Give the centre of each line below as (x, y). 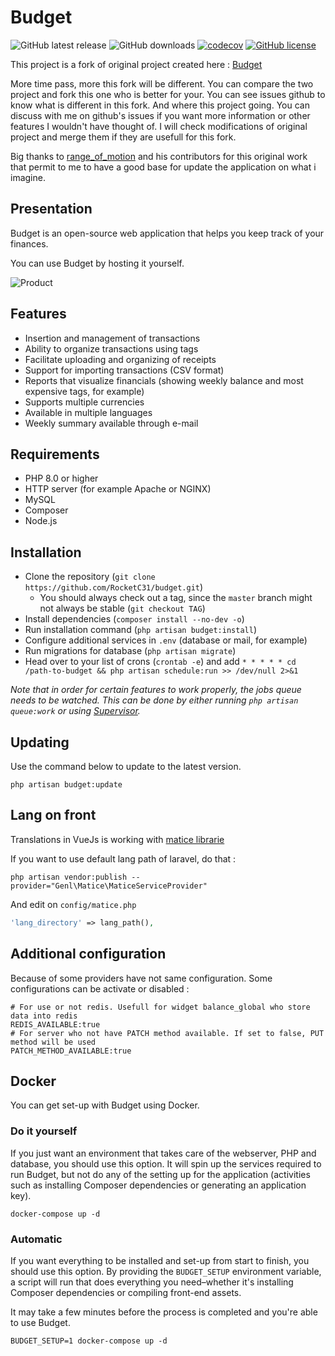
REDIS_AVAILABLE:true (55, 1024)
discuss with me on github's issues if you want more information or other (160, 115)
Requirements (55, 454)
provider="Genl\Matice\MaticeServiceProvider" (109, 886)
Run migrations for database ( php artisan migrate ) (130, 651)
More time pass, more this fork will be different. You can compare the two (162, 83)
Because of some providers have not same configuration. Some (141, 978)
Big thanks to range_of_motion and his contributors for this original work (159, 156)
